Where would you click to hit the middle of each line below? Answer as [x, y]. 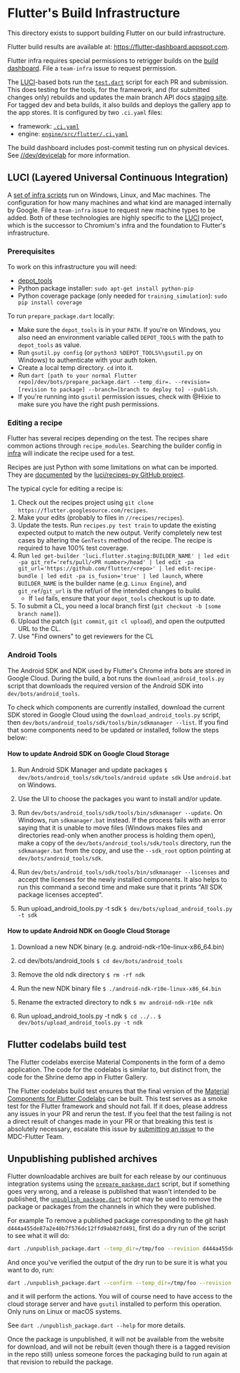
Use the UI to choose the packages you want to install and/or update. [120, 798]
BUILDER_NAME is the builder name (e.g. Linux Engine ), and [102, 583]
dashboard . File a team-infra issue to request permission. [92, 68]
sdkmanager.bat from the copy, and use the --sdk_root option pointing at [124, 850]
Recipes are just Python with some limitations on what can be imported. [113, 467]
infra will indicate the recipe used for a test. [71, 453]
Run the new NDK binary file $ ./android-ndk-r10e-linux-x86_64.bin [119, 989]
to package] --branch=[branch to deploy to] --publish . [134, 389]
